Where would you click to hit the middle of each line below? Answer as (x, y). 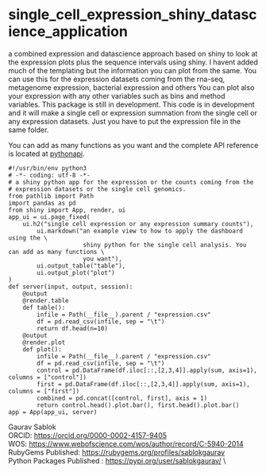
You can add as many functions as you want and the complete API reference (133, 145)
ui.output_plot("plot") (76, 272)
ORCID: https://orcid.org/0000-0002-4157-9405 (88, 435)
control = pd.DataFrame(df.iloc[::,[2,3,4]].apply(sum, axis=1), (147, 370)
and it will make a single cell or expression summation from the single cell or (133, 112)
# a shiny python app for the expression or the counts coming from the (131, 182)
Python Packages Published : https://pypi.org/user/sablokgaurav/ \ (117, 460)
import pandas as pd (42, 203)
